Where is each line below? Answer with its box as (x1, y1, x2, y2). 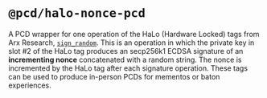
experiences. (8, 80, 52, 90)
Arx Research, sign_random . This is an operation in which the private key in (8, 38, 255, 47)
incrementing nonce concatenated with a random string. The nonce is (8, 55, 242, 64)
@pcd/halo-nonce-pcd (8, 6, 146, 21)
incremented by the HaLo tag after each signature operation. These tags (8, 63, 248, 73)
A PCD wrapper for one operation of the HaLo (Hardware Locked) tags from (8, 29, 260, 39)
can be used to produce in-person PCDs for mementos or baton (8, 71, 220, 81)
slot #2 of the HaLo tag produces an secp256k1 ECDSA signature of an (8, 46, 244, 55)
